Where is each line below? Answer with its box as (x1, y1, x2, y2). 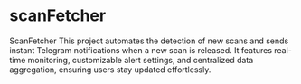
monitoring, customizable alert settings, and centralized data (27, 54, 254, 65)
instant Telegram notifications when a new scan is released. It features (9, 44, 273, 55)
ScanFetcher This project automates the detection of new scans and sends (9, 35, 289, 46)
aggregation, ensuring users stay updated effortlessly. (9, 64, 212, 75)
